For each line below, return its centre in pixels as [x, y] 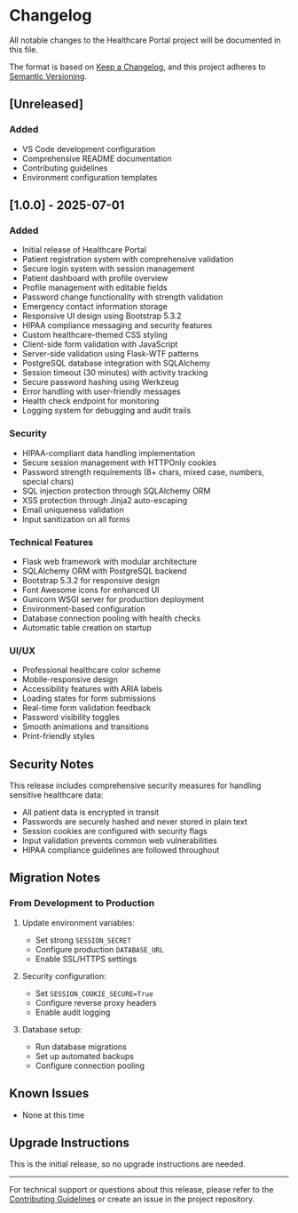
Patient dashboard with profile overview [95, 278]
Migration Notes [55, 878]
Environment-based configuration [84, 608]
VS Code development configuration [89, 149]
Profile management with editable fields [94, 288]
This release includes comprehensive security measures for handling [135, 786]
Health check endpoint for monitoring [90, 401]
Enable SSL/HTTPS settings [86, 959]
